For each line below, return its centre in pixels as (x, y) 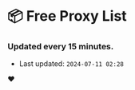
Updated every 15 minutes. (61, 47)
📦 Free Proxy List (67, 16)
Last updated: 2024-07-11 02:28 (71, 64)
